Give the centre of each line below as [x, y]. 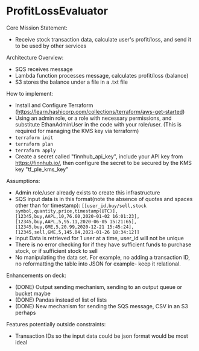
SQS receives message [44, 69]
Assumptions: [23, 181]
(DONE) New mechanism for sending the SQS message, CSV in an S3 [101, 306]
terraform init [34, 138]
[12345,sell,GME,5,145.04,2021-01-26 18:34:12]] [77, 232]
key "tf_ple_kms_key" [42, 169]
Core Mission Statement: [37, 28]
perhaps [25, 312]
